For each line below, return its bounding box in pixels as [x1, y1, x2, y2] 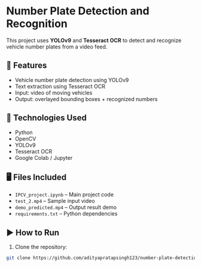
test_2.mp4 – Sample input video [14, 198, 95, 205]
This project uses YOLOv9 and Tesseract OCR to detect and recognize [6, 37, 182, 44]
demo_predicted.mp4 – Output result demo [14, 204, 117, 211]
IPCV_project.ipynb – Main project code [14, 191, 114, 198]
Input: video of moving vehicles [14, 89, 93, 96]
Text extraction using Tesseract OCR [14, 83, 106, 90]
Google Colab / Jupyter [14, 154, 73, 161]
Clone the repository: [14, 244, 68, 251]
